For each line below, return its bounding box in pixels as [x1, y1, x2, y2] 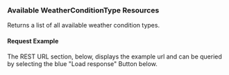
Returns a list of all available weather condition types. [7, 21, 160, 30]
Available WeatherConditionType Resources [7, 6, 160, 15]
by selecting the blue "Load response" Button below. [7, 59, 158, 67]
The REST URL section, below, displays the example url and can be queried [7, 52, 222, 61]
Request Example [7, 36, 59, 45]
